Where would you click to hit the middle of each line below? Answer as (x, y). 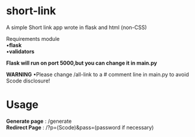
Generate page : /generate (39, 121)
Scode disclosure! (28, 81)
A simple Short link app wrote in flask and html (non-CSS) (76, 27)
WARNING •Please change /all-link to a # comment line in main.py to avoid (97, 74)
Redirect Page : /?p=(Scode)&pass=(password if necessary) (80, 127)
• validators (20, 51)
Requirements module (33, 39)
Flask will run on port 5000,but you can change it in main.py (81, 63)
